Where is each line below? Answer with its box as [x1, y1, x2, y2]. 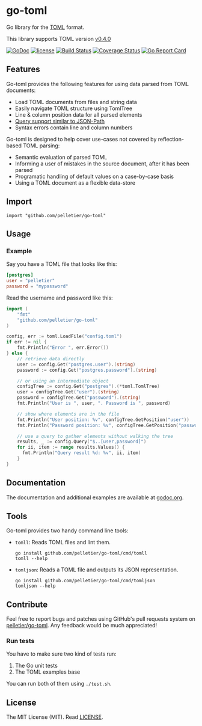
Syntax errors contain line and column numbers [14, 124, 133, 131]
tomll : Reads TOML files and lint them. [14, 539, 111, 546]
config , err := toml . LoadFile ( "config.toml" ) [6, 333, 122, 340]
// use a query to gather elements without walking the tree [17, 433, 173, 439]
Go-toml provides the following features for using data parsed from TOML [6, 80, 189, 87]
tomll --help [14, 556, 48, 562]
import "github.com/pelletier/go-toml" [6, 212, 106, 218]
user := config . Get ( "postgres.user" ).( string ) [17, 361, 136, 368]
